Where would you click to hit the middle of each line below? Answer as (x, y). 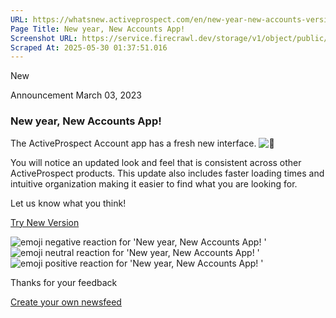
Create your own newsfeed (66, 302)
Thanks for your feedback (64, 282)
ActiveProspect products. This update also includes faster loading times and (167, 173)
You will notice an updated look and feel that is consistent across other (156, 162)
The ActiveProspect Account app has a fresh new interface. (133, 143)
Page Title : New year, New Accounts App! (98, 29)
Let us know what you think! (68, 203)
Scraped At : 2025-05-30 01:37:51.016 (89, 47)
